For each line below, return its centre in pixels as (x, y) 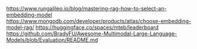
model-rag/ (20, 27)
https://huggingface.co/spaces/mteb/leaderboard (97, 27)
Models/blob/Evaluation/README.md (52, 40)
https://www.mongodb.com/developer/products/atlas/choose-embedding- (99, 21)
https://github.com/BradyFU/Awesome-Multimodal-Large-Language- (92, 34)
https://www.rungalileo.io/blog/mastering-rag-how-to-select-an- (86, 9)
